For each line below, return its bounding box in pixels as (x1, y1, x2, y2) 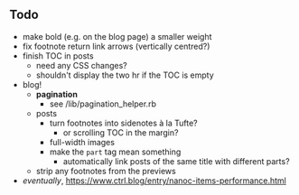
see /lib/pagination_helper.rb (49, 98, 156, 109)
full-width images (49, 136, 116, 147)
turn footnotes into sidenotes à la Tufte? (49, 117, 198, 128)
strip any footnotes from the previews (35, 165, 176, 176)
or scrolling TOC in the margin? (62, 126, 179, 138)
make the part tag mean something (49, 146, 182, 157)
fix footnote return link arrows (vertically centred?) (22, 41, 210, 51)
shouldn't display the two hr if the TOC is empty (35, 70, 214, 80)
